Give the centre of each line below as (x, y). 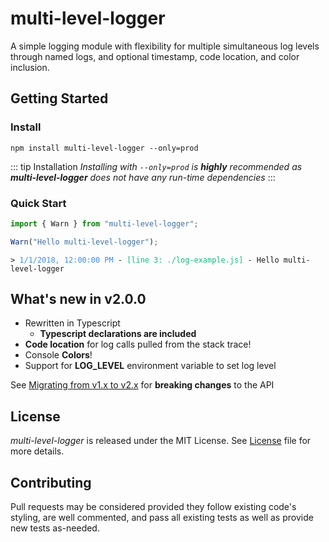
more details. (37, 451)
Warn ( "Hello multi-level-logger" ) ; (84, 242)
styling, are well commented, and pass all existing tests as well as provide (162, 518)
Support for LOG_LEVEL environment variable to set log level (150, 366)
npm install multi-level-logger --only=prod (104, 148)
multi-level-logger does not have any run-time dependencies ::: (143, 177)
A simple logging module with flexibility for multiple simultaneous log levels (165, 46)
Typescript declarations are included (118, 334)
